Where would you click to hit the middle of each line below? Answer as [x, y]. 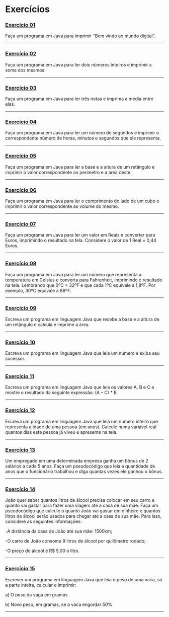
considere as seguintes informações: [44, 521]
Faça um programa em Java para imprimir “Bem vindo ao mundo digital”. [80, 36]
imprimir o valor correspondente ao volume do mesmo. [62, 206]
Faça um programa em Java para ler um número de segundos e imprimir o [82, 133]
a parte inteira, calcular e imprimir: [41, 585]
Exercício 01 [20, 25]
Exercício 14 [20, 489]
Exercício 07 [21, 224]
